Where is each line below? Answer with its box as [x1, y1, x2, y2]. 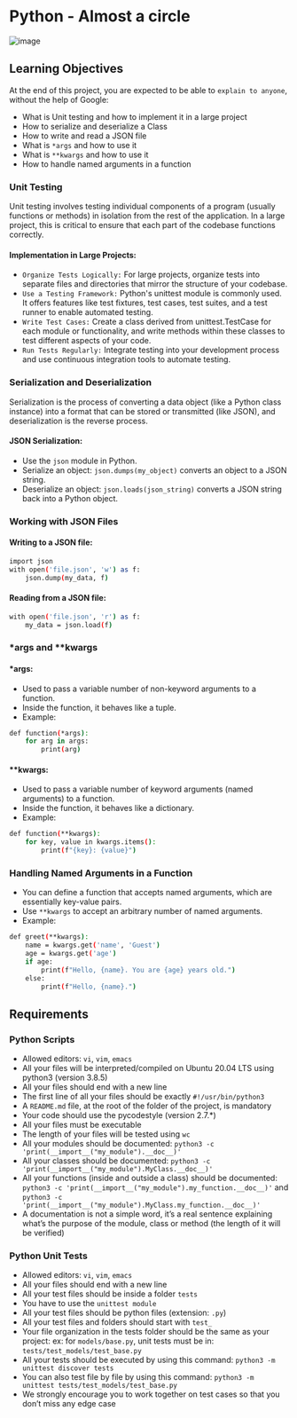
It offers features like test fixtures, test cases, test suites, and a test [21, 297, 268, 308]
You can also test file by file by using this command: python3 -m [21, 1372, 254, 1383]
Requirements [9, 1006, 89, 1021]
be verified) [21, 1227, 65, 1239]
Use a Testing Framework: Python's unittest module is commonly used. [21, 288, 282, 299]
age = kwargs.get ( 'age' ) [25, 949, 117, 958]
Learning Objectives [9, 61, 124, 76]
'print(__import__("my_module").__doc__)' [21, 1147, 182, 1157]
